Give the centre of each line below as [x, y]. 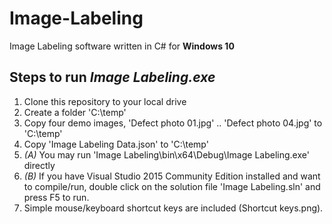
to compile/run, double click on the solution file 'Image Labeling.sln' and [172, 186]
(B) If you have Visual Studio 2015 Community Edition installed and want [172, 176]
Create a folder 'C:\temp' [75, 112]
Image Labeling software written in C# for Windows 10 [122, 46]
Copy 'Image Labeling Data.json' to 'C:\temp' [116, 144]
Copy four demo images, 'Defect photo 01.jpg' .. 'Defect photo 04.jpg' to [173, 123]
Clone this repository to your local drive [105, 101]
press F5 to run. [56, 197]
